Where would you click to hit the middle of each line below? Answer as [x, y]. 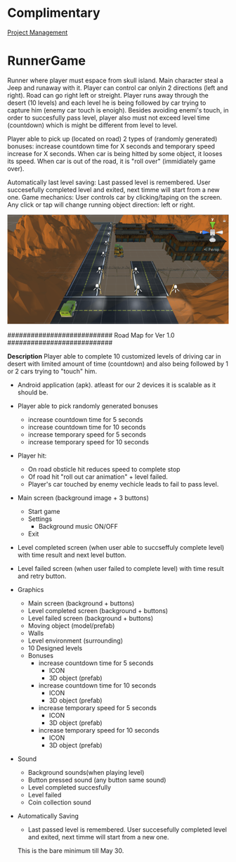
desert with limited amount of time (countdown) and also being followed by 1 [118, 364]
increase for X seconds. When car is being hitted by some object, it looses [115, 153]
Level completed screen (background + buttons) [98, 610]
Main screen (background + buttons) [81, 603]
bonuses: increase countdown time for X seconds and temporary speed [111, 146]
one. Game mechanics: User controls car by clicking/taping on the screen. [115, 197]
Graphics [31, 589]
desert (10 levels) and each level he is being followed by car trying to [107, 103]
